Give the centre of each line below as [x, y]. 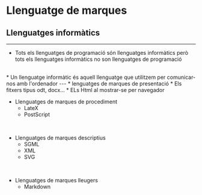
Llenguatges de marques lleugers [56, 180]
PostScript [37, 114]
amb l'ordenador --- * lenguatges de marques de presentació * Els [99, 84]
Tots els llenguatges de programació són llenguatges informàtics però [101, 53]
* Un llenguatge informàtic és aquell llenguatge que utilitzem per [86, 77]
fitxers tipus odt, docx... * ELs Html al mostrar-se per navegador [85, 90]
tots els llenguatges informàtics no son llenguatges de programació [98, 59]
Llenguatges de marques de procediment [66, 102]
